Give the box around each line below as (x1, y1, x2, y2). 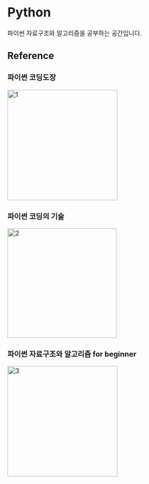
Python (7, 4, 51, 21)
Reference (7, 50, 55, 62)
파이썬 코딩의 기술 (7, 211, 65, 221)
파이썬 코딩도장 (7, 73, 57, 83)
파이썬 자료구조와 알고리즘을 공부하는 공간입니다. (7, 29, 143, 37)
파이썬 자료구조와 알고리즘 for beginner (7, 349, 137, 359)
